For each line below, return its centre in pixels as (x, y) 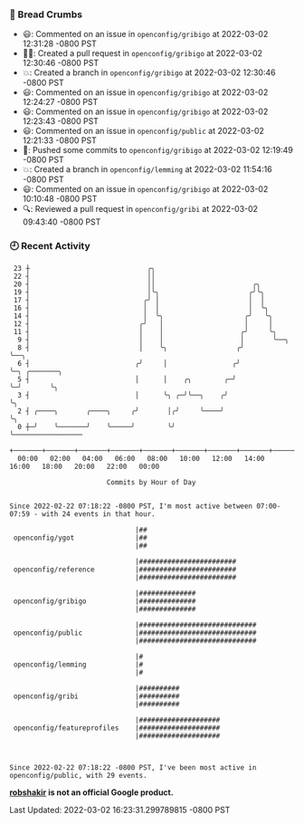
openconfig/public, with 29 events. (78, 775)
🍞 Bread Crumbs (46, 14)
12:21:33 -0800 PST (59, 140)
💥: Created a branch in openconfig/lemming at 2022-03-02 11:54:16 (147, 169)
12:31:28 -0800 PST (60, 43)
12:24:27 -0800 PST (60, 102)
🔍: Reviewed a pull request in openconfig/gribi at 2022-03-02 (140, 209)
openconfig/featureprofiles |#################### (117, 728)
